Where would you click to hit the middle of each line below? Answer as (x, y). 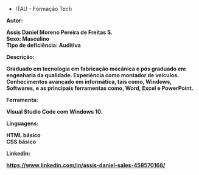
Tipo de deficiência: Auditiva (44, 45)
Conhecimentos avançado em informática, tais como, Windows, (89, 82)
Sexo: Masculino (28, 39)
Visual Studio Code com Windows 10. (54, 112)
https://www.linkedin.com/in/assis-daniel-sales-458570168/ (86, 165)
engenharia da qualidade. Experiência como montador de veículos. (93, 75)
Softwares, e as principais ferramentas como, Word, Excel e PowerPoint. (100, 88)
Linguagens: (23, 123)
